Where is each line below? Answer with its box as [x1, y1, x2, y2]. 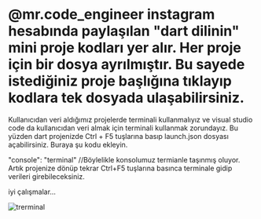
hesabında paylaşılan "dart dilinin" [8, 22, 240, 40]
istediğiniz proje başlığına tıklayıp [8, 72, 232, 90]
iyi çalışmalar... [8, 187, 57, 196]
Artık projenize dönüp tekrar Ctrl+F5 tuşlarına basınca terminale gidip [8, 163, 233, 173]
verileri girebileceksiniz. [8, 171, 85, 181]
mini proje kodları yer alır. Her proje [8, 39, 241, 57]
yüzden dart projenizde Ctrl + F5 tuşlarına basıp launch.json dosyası [8, 131, 230, 141]
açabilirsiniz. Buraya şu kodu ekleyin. [8, 140, 128, 149]
